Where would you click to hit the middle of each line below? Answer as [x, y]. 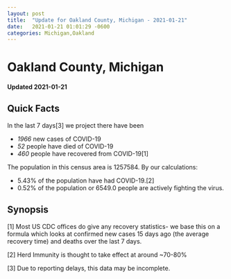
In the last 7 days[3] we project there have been [76, 125]
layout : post [26, 14]
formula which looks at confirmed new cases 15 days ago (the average [108, 234]
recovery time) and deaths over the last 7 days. [75, 241]
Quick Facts [34, 109]
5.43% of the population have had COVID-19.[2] [86, 180]
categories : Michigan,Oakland [51, 33]
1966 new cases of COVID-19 [59, 139]
